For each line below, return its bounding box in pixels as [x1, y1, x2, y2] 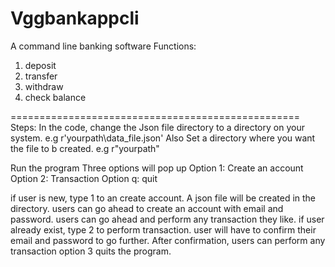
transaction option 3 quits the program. [10, 245, 172, 257]
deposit [24, 59, 57, 71]
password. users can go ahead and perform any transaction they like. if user [10, 213, 325, 225]
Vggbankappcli [10, 7, 140, 30]
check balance [24, 91, 87, 103]
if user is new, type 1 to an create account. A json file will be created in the [10, 192, 317, 204]
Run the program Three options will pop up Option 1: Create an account [10, 162, 304, 174]
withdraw [24, 80, 64, 92]
